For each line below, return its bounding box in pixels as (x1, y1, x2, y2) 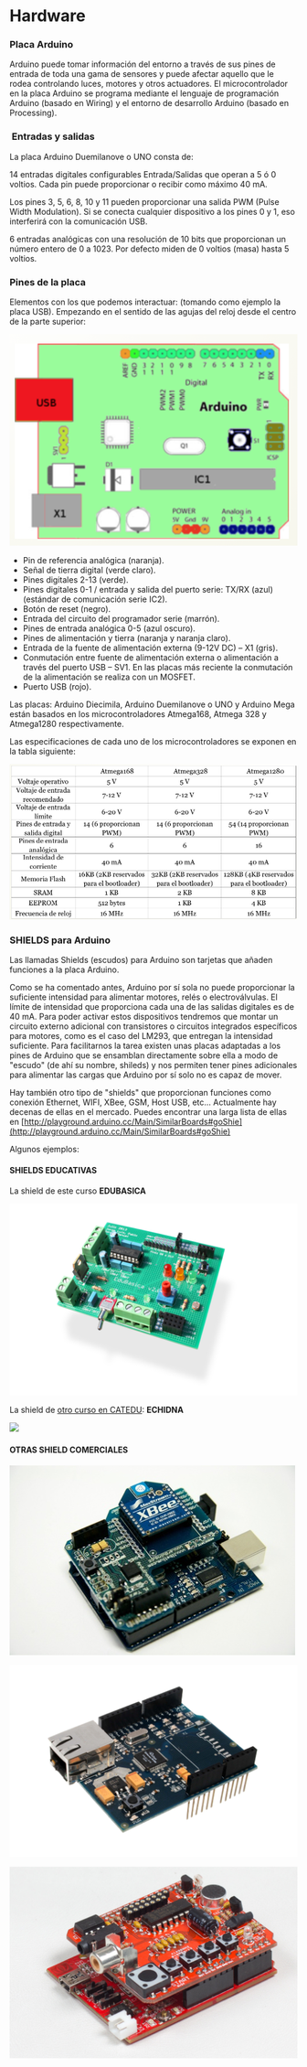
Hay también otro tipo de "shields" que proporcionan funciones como (9, 1087, 271, 1098)
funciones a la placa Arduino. (9, 964, 120, 975)
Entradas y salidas (11, 130, 95, 143)
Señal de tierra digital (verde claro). (22, 564, 156, 575)
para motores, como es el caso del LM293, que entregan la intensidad (9, 1031, 273, 1042)
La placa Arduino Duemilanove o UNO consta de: (9, 151, 194, 162)
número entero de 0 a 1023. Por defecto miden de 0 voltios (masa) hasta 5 (9, 243, 290, 254)
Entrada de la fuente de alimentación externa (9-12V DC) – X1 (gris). (22, 642, 279, 653)
